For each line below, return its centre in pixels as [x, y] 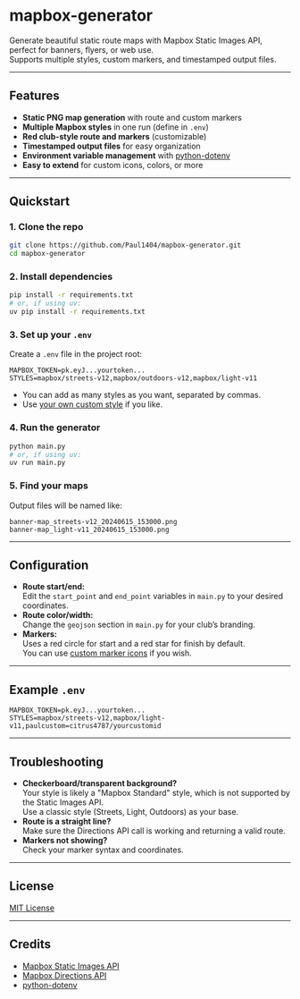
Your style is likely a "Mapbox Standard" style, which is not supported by [156, 793]
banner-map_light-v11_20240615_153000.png [89, 529]
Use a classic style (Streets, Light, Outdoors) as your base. [130, 812]
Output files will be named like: [66, 505]
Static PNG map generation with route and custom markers [132, 117]
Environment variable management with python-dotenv [126, 155]
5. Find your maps [49, 486]
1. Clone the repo [46, 227]
